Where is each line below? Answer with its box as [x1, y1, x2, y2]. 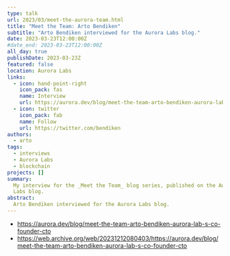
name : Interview [19, 93, 66, 100]
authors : [7, 131, 32, 138]
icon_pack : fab [19, 112, 63, 118]
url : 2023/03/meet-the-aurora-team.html [7, 16, 125, 23]
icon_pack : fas [19, 86, 63, 93]
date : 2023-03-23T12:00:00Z [7, 36, 88, 42]
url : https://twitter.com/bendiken [19, 125, 121, 131]
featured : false [7, 61, 53, 68]
